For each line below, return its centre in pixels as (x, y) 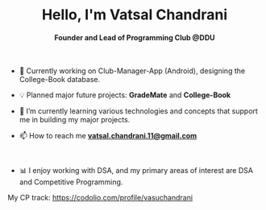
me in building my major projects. (75, 120)
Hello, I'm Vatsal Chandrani (135, 15)
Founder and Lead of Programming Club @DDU (135, 37)
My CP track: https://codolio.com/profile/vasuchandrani (100, 198)
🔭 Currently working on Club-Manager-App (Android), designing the (132, 71)
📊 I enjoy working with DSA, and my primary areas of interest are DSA (136, 171)
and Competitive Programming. (71, 182)
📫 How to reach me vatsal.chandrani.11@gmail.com (108, 136)
